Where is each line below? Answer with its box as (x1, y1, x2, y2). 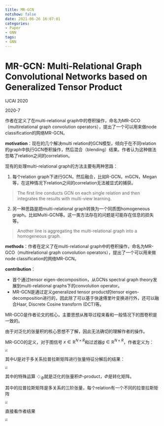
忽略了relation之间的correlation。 (5, 152, 73, 158)
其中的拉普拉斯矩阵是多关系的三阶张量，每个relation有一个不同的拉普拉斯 (5, 385, 154, 391)
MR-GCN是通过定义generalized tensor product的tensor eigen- (12, 289, 139, 295)
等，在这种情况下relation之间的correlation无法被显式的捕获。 (12, 179, 136, 185)
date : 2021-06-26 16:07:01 (5, 16, 61, 21)
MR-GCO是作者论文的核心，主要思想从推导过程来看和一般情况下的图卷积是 (5, 312, 158, 318)
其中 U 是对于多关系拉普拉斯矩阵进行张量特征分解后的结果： (5, 356, 125, 362)
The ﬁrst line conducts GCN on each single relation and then (17, 190, 140, 196)
